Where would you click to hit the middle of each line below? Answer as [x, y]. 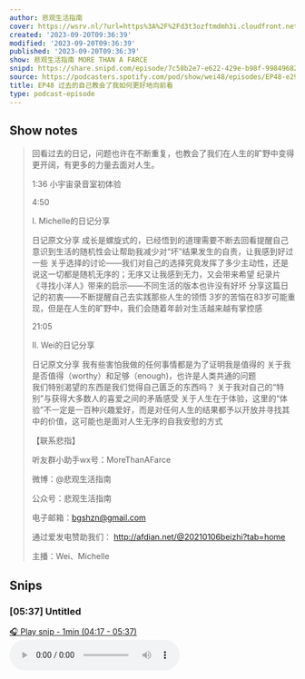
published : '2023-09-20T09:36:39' [75, 52]
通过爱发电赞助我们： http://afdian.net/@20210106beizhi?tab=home [158, 537]
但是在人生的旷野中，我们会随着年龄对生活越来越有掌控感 [155, 309]
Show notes [44, 130]
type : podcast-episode [52, 93]
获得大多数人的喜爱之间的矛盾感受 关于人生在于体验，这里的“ [166, 399]
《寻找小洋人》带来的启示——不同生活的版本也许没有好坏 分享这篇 [156, 286]
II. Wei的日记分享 [63, 345]
